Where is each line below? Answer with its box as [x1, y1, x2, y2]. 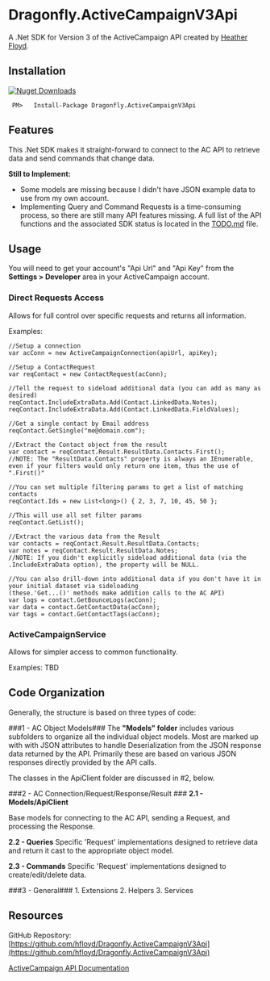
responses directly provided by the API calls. [8, 757, 157, 767]
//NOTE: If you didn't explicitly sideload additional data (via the [8, 553, 247, 561]
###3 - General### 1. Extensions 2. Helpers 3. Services [8, 885, 193, 895]
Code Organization [8, 686, 106, 699]
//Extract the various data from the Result [8, 532, 160, 541]
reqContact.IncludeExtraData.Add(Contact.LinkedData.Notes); [8, 398, 218, 407]
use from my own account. [19, 193, 110, 202]
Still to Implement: [8, 169, 71, 178]
